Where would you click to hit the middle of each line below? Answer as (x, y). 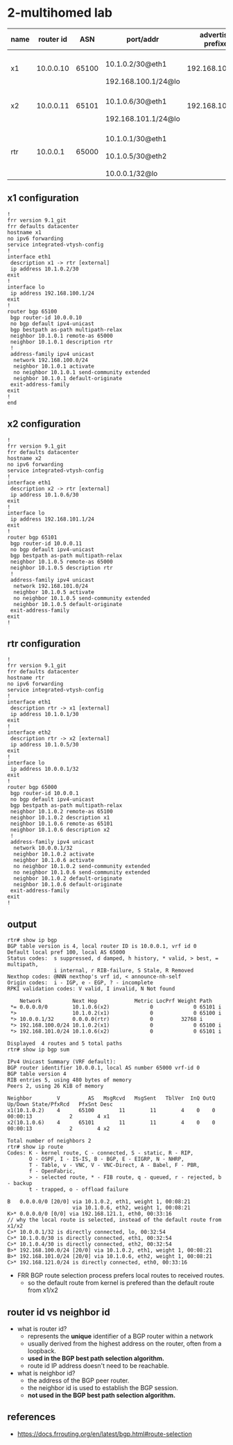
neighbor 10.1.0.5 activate (54, 592)
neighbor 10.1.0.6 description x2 (60, 830)
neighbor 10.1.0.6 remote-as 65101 (61, 824)
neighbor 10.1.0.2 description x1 (60, 818)
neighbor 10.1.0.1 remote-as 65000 (61, 336)
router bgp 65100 (32, 311)
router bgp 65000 (32, 787)
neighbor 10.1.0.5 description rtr (61, 568)
